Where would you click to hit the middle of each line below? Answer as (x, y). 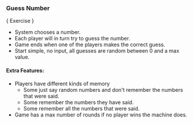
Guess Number (28, 8)
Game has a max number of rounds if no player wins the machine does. (101, 115)
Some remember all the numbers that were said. (81, 108)
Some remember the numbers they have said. (78, 102)
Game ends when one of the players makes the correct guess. (90, 44)
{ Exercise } (20, 21)
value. (22, 57)
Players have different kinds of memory (62, 84)
